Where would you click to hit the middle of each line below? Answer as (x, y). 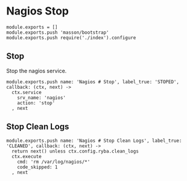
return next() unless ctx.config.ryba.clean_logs (75, 151)
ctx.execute (27, 156)
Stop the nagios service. (36, 71)
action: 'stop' (36, 103)
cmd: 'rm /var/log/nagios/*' (54, 162)
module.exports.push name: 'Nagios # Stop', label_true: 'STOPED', (93, 82)
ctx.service (27, 92)
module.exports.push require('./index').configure (71, 37)
